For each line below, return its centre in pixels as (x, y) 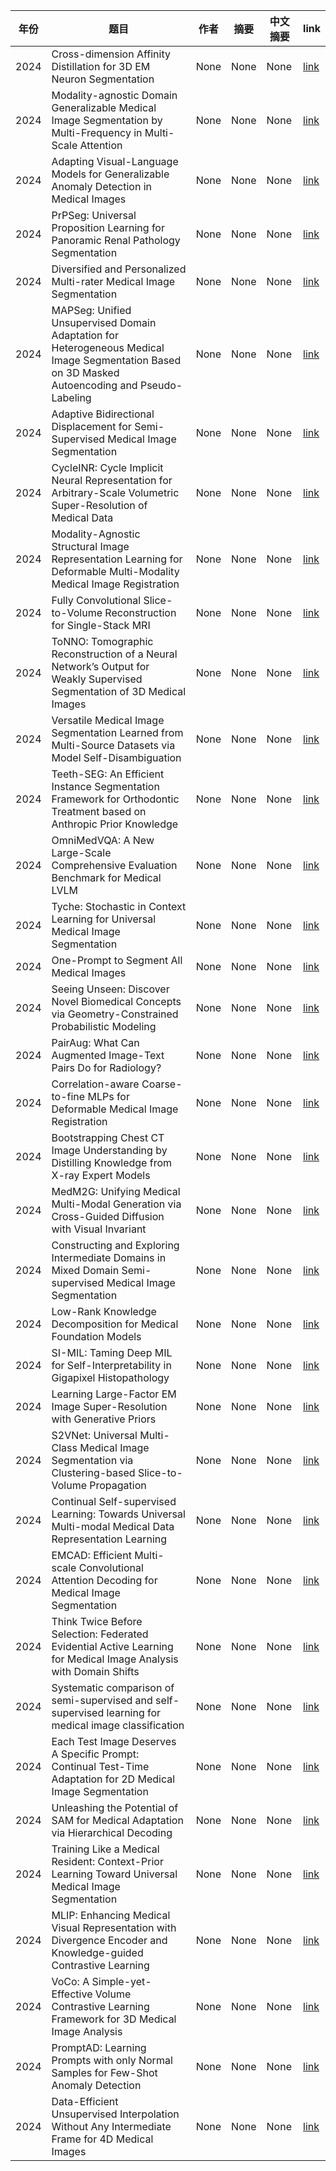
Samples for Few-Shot (104, 2072)
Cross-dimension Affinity (111, 54)
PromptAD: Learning (99, 2047)
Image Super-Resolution (109, 1406)
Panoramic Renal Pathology (116, 240)
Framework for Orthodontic (115, 799)
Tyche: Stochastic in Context (119, 906)
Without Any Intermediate (111, 2126)
